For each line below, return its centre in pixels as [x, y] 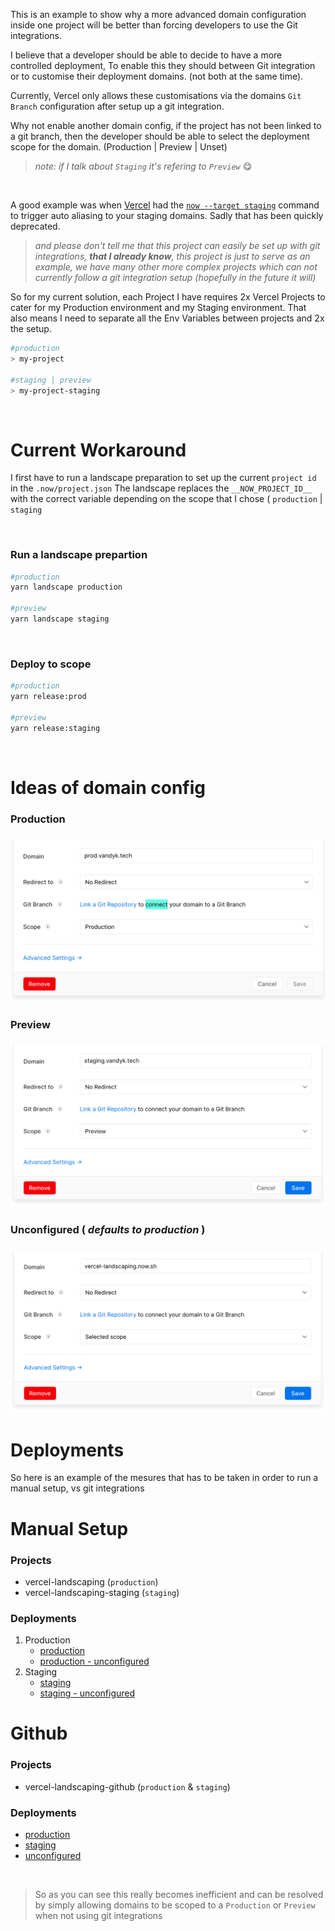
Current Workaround [98, 450]
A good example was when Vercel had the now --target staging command [165, 205]
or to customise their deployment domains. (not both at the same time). [157, 76]
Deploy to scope [51, 664]
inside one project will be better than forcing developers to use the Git [154, 25]
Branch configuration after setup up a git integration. [117, 106]
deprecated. [35, 226]
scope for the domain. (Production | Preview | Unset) [119, 147]
